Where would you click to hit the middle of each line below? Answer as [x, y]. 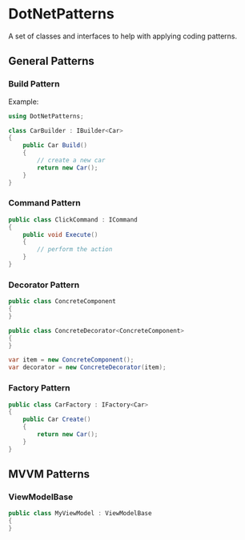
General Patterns [51, 61]
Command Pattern [45, 203]
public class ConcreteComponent [62, 302]
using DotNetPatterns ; [46, 116]
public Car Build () [55, 146]
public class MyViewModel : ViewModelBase [80, 514]
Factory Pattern [39, 388]
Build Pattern [34, 84]
